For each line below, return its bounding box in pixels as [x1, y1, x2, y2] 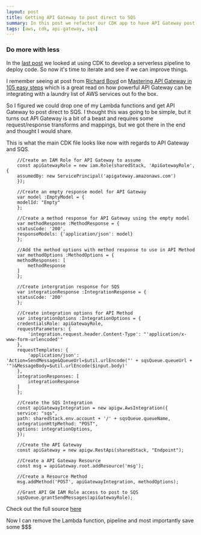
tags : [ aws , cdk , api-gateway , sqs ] [6, 25, 98, 32]
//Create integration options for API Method [17, 310, 134, 316]
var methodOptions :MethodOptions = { [17, 252, 114, 258]
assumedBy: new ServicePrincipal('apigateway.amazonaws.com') [17, 173, 176, 179]
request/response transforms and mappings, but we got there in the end [6, 121, 185, 128]
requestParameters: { [17, 326, 71, 332]
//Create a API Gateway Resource [17, 457, 101, 464]
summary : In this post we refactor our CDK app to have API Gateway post [6, 20, 196, 26]
